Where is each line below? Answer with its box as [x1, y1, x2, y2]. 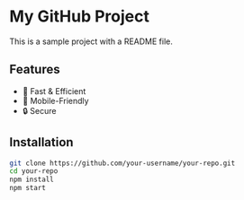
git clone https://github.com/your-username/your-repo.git [9, 159, 236, 168]
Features [9, 62, 60, 77]
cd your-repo [9, 167, 59, 176]
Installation [9, 135, 74, 150]
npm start [9, 184, 47, 193]
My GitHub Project [9, 6, 150, 27]
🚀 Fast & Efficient [22, 85, 86, 96]
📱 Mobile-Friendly [22, 95, 89, 106]
